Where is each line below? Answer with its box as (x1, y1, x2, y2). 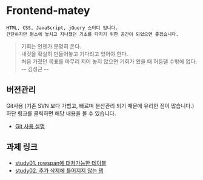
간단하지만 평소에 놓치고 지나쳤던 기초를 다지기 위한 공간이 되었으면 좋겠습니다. (6, 31, 179, 37)
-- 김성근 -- (21, 65, 50, 73)
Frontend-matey (6, 4, 90, 18)
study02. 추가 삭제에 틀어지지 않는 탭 (15, 167, 104, 174)
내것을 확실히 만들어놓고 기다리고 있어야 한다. (21, 50, 128, 58)
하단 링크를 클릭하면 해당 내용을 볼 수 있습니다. (6, 110, 116, 117)
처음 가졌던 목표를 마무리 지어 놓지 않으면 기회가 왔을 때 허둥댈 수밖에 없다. (21, 58, 198, 65)
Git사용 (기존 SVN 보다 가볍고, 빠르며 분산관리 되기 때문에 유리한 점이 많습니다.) (6, 102, 195, 109)
